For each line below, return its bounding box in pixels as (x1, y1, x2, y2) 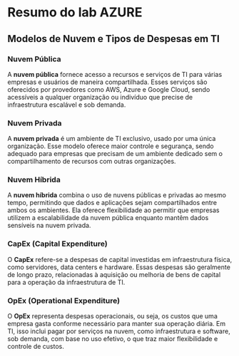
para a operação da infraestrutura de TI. (7, 278, 126, 286)
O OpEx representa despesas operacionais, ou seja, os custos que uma (7, 312, 218, 320)
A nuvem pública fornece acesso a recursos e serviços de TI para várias (7, 70, 223, 78)
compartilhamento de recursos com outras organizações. (7, 157, 176, 166)
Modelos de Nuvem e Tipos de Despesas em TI (7, 33, 220, 45)
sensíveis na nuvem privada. (7, 221, 91, 230)
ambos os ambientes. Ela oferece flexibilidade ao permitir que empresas (7, 206, 220, 214)
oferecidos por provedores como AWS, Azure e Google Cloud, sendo (7, 85, 210, 93)
